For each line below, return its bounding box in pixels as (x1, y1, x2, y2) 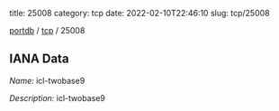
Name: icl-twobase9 (9, 75, 85, 86)
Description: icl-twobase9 (9, 92, 105, 103)
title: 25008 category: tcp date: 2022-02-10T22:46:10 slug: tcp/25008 (9, 8, 270, 18)
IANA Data (9, 51, 69, 67)
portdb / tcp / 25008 (9, 25, 85, 35)
